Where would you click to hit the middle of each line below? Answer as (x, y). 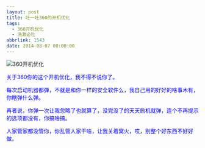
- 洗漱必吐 (24, 35)
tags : (13, 23)
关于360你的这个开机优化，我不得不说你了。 (62, 77)
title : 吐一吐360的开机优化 (38, 18)
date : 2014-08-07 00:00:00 (41, 46)
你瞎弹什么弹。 (25, 97)
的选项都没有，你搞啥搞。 (38, 118)
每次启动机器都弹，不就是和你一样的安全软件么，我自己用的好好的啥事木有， (103, 90)
